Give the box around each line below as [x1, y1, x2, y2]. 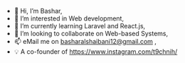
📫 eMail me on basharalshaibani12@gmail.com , [14, 38, 157, 45]
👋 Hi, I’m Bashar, [14, 7, 63, 15]
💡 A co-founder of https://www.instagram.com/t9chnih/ [14, 47, 178, 56]
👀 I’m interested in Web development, [14, 14, 125, 23]
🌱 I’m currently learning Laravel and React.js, [14, 22, 146, 30]
